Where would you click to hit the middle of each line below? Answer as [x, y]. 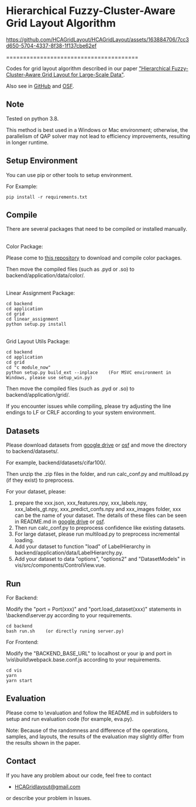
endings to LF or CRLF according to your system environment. [81, 413]
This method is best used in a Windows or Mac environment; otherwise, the [97, 130]
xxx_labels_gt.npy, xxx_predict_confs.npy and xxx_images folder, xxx [98, 509]
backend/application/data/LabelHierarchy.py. [69, 553]
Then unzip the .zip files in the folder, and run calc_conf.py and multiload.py [97, 474]
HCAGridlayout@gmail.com [47, 786]
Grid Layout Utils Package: [38, 342]
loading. [24, 540]
